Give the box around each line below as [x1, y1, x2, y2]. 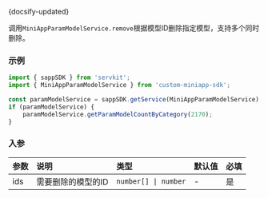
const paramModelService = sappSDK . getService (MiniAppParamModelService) [8, 96, 260, 104]
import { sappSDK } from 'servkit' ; [8, 73, 130, 82]
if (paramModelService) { [8, 103, 94, 111]
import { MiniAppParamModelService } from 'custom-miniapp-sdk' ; [8, 81, 230, 89]
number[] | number [115, 176, 186, 186]
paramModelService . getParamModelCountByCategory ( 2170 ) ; [22, 110, 214, 118]
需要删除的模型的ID [36, 176, 109, 187]
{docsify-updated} [8, 7, 70, 16]
